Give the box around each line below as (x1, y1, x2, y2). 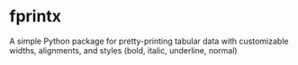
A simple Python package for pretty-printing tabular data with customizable (9, 36, 289, 46)
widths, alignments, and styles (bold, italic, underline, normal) (9, 45, 238, 55)
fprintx (9, 6, 61, 27)
